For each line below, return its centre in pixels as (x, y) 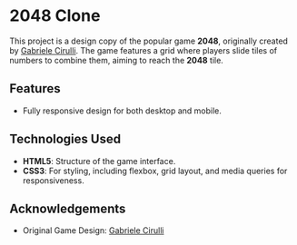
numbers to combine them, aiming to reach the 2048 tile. (117, 60)
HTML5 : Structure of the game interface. (99, 161)
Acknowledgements (68, 208)
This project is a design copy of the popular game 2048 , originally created (149, 41)
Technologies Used (65, 139)
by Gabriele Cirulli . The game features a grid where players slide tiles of (144, 50)
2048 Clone (55, 16)
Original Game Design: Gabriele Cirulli (93, 230)
